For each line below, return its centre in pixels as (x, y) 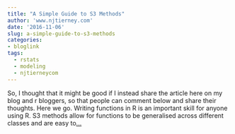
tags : (15, 54)
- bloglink (23, 47)
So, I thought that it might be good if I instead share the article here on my (115, 93)
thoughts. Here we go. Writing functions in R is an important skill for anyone (117, 108)
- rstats (27, 60)
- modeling (30, 66)
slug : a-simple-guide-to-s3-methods (61, 33)
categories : (25, 40)
